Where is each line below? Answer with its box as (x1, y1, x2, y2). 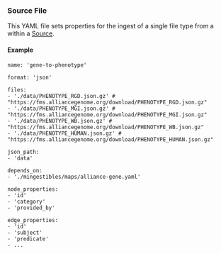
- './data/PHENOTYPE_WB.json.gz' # (7, 117, 113, 124)
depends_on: (7, 167, 42, 174)
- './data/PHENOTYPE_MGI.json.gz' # (7, 105, 115, 112)
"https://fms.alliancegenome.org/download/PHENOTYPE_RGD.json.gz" (7, 99, 208, 106)
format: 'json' (7, 74, 52, 81)
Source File (7, 6, 47, 16)
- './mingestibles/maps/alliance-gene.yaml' (7, 173, 141, 180)
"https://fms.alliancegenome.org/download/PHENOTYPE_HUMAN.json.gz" (7, 136, 214, 143)
